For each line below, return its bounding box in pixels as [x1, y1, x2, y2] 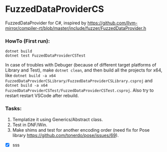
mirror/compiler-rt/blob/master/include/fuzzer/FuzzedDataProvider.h [5, 25, 146, 31]
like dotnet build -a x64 [5, 73, 56, 78]
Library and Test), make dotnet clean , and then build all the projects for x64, [5, 67, 163, 73]
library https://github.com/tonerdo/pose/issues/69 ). [12, 132, 119, 138]
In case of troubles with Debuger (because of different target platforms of [5, 62, 157, 68]
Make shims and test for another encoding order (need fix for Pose [12, 127, 150, 133]
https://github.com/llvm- [87, 20, 138, 26]
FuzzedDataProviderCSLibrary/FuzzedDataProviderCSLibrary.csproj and [5, 78, 153, 84]
